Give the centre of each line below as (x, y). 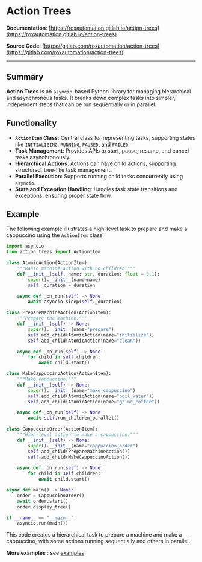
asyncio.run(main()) (43, 523)
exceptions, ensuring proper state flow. (63, 195)
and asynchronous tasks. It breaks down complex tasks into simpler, (91, 98)
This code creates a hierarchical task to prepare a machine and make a (94, 535)
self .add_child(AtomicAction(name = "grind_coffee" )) (94, 402)
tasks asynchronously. (43, 157)
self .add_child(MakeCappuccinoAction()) (79, 457)
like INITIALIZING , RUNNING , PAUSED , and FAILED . (72, 144)
